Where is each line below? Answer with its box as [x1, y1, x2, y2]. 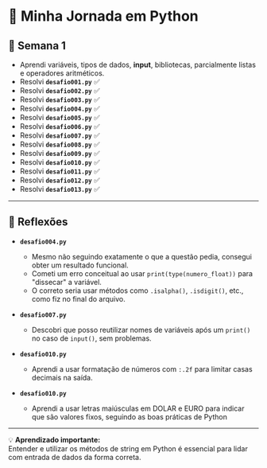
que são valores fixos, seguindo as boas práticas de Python [31, 411, 228, 421]
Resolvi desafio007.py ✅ [19, 131, 101, 140]
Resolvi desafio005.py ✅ [19, 113, 101, 122]
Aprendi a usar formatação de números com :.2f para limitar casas [31, 364, 253, 373]
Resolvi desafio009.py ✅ [19, 149, 101, 158]
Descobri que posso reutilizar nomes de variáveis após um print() [31, 325, 251, 334]
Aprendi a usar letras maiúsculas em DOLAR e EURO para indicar [31, 404, 245, 413]
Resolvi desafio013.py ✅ [19, 185, 101, 193]
